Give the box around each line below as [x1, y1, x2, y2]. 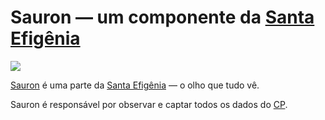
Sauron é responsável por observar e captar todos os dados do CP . [10, 98, 288, 110]
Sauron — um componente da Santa [10, 6, 315, 29]
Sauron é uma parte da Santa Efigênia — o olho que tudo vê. [10, 79, 260, 91]
